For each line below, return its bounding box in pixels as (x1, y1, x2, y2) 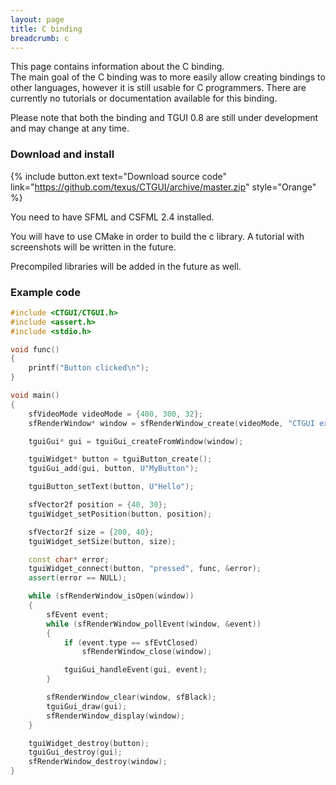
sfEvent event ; (46, 609, 110, 620)
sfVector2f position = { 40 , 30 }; (28, 500, 168, 510)
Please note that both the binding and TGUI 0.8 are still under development (10, 112, 319, 124)
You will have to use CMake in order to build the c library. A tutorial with (10, 230, 305, 242)
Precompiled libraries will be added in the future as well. (10, 260, 242, 272)
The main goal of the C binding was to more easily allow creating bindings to (10, 71, 326, 83)
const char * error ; (28, 554, 110, 565)
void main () (10, 391, 60, 401)
